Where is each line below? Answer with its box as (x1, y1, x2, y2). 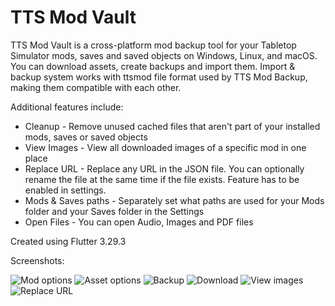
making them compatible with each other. (10, 81, 182, 93)
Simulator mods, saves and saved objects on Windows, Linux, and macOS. (10, 49, 318, 61)
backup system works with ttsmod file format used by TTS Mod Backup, (10, 71, 308, 83)
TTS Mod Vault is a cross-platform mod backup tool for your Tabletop (10, 39, 297, 51)
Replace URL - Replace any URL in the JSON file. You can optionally (24, 162, 305, 175)
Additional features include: (10, 101, 124, 113)
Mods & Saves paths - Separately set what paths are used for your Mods (24, 194, 325, 206)
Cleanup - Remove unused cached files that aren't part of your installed (24, 120, 321, 132)
